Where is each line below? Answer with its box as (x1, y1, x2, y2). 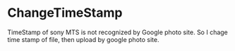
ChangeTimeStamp (7, 5, 123, 21)
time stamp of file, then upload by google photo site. (7, 35, 159, 43)
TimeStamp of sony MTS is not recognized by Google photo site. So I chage (7, 28, 228, 36)
